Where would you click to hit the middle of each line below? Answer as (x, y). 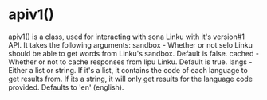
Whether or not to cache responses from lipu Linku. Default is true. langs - (130, 62)
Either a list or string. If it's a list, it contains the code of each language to (128, 70)
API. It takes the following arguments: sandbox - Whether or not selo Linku (130, 44)
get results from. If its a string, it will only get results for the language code (131, 79)
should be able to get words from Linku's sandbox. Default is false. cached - (133, 53)
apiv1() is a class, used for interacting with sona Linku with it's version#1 (127, 37)
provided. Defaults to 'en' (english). (66, 87)
